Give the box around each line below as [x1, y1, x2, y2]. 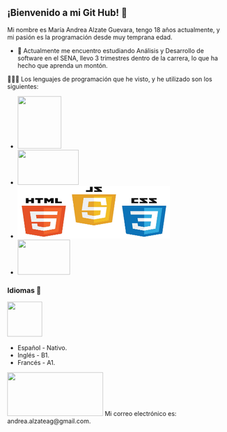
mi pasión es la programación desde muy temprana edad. [7, 33, 173, 41]
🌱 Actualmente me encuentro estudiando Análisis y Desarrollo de [17, 46, 204, 54]
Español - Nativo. [17, 343, 68, 352]
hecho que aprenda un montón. [17, 61, 108, 70]
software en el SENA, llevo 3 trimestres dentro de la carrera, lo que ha [17, 54, 218, 62]
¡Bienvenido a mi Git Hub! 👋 [7, 7, 127, 19]
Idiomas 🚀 [7, 285, 42, 295]
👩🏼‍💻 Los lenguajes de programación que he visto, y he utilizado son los [7, 75, 212, 83]
